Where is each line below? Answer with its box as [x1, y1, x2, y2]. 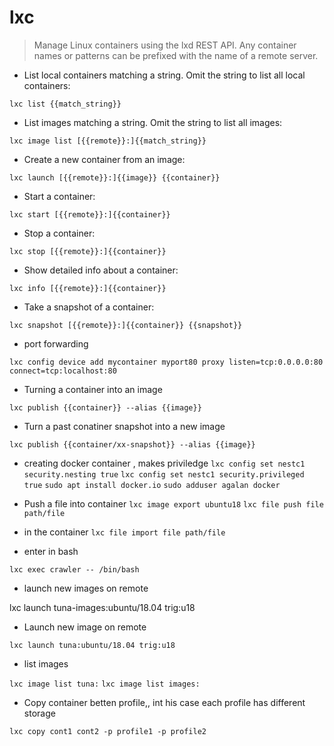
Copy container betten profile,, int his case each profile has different [23, 696, 306, 708]
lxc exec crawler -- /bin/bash [9, 564, 140, 575]
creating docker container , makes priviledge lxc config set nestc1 [23, 457, 306, 469]
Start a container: [23, 190, 96, 202]
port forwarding [23, 337, 89, 350]
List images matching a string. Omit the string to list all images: [23, 116, 283, 128]
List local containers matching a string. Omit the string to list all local [23, 69, 306, 81]
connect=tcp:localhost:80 [9, 366, 117, 376]
